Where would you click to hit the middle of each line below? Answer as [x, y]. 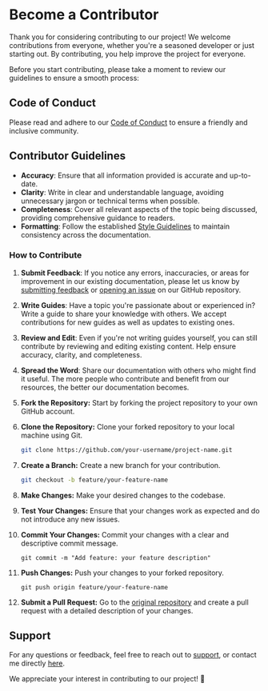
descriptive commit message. [69, 543]
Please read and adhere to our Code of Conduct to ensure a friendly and [128, 122]
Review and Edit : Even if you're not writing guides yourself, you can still [139, 338]
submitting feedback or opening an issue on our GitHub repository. [131, 290]
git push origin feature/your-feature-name [94, 587]
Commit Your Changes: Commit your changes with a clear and [125, 534]
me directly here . [37, 663]
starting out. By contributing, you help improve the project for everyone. [128, 54]
